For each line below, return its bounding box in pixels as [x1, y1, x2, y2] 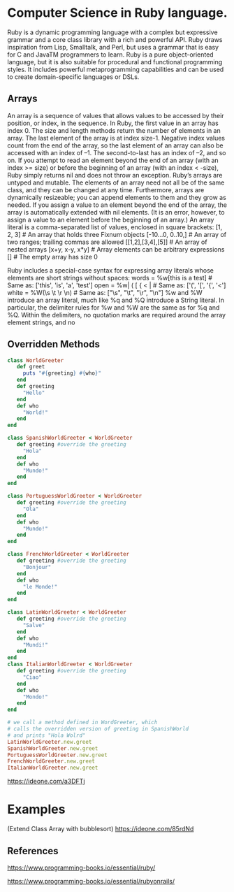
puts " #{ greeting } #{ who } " [22, 370, 101, 377]
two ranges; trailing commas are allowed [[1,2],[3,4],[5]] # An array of [7, 238, 207, 246]
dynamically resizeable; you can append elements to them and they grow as [7, 193, 227, 201]
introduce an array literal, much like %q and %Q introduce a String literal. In [7, 296, 225, 304]
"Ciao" [22, 673, 42, 681]
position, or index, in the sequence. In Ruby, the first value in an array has [7, 119, 219, 127]
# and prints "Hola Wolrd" [7, 732, 86, 739]
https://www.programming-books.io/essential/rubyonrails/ [7, 877, 175, 885]
